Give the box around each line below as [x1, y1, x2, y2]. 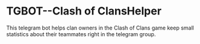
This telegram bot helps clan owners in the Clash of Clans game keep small [6, 24, 194, 31]
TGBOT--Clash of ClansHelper [6, 4, 162, 18]
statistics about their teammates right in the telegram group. [6, 30, 156, 37]
